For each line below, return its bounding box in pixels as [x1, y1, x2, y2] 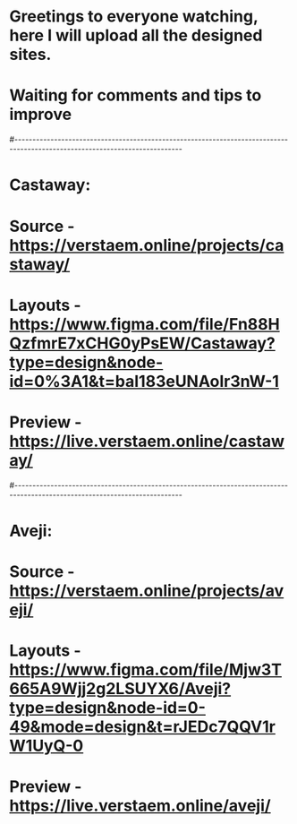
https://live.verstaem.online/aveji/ [9, 795, 271, 816]
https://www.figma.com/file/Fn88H [9, 313, 280, 334]
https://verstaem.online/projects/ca [9, 235, 284, 255]
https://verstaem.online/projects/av [9, 580, 284, 601]
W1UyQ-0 [9, 736, 84, 756]
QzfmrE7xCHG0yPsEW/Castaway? [9, 333, 276, 353]
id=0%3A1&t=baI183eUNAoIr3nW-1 [9, 371, 280, 391]
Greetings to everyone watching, [9, 6, 259, 27]
